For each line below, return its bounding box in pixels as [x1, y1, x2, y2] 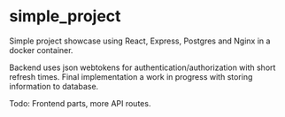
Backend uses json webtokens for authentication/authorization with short [9, 62, 276, 73]
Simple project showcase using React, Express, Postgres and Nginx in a [9, 35, 271, 46]
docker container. [9, 44, 73, 55]
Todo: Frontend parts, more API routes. [9, 97, 151, 108]
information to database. [9, 81, 99, 91]
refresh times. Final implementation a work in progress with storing [9, 71, 253, 82]
